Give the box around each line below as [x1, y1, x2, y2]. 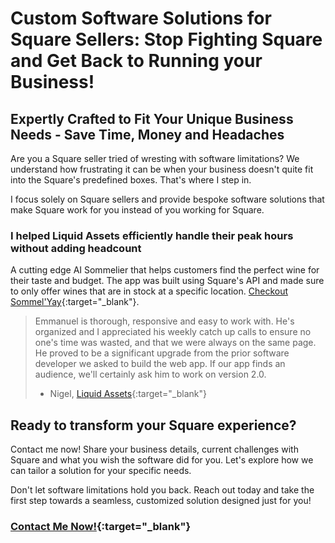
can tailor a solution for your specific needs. [10, 465, 192, 477]
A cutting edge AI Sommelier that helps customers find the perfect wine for [10, 264, 320, 276]
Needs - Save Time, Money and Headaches [10, 126, 285, 143]
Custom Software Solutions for [10, 7, 272, 30]
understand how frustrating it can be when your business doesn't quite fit [10, 163, 314, 175]
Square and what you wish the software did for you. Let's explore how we [10, 454, 314, 466]
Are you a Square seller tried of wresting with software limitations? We [10, 153, 300, 164]
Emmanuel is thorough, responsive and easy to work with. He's [34, 315, 295, 327]
